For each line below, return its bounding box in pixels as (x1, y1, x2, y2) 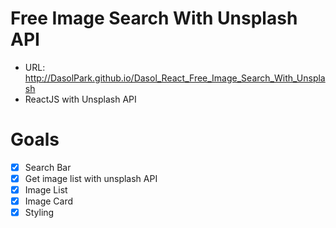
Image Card (24, 195, 74, 207)
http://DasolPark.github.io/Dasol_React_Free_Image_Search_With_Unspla (24, 72, 326, 84)
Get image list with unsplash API (24, 172, 158, 184)
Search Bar (24, 161, 72, 173)
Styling (24, 207, 55, 219)
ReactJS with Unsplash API (24, 93, 137, 105)
